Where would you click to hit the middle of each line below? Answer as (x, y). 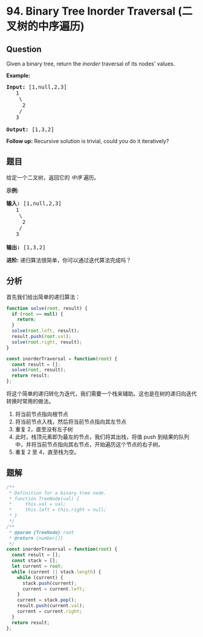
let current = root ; (37, 567)
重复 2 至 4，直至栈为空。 (47, 452)
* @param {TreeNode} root (41, 532)
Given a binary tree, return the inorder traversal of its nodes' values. (91, 64)
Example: (18, 76)
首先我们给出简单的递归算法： (43, 297)
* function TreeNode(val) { (44, 499)
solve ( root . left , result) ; (46, 331)
